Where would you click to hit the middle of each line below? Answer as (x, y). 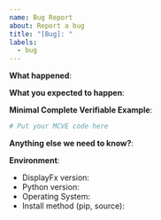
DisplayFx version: (56, 177)
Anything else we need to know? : (72, 143)
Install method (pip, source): (73, 206)
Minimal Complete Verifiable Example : (81, 110)
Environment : (34, 160)
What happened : (41, 75)
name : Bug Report (41, 17)
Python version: (50, 187)
